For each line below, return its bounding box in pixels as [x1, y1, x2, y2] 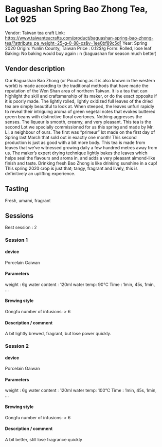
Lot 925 [5, 14, 37, 25]
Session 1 [5, 237, 28, 244]
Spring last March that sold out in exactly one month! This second [5, 134, 137, 140]
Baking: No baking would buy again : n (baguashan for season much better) [5, 50, 157, 56]
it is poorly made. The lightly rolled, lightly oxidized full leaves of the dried [5, 98, 153, 104]
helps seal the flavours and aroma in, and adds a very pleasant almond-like [5, 155, 156, 161]
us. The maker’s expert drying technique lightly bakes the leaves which [5, 150, 147, 156]
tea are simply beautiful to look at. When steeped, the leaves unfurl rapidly [5, 103, 155, 109]
